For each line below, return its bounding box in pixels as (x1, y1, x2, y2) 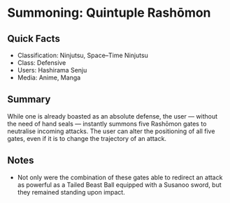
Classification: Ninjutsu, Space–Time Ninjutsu (17, 51, 149, 59)
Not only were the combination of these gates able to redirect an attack (17, 173, 223, 181)
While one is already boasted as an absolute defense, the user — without (7, 112, 218, 120)
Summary (7, 93, 51, 105)
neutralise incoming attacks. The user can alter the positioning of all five (7, 127, 215, 135)
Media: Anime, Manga (17, 73, 81, 82)
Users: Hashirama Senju (17, 66, 87, 74)
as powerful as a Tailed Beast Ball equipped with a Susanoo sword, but (17, 180, 222, 189)
